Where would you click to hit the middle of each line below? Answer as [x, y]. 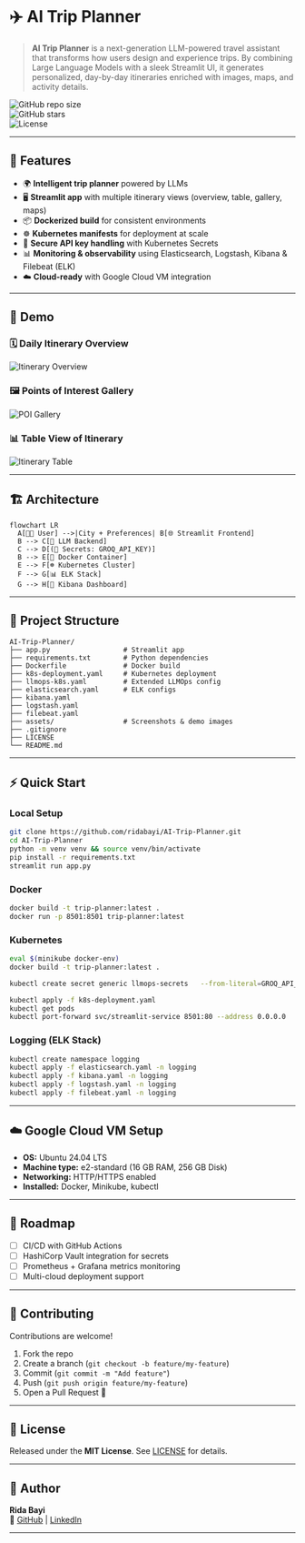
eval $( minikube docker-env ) [64, 959]
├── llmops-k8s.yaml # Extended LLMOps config [115, 681]
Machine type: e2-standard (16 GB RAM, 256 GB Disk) [125, 1167]
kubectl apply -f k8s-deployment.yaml [83, 1000]
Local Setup [36, 812]
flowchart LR [34, 525]
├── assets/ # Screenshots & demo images [121, 721]
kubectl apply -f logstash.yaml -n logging [93, 1084]
